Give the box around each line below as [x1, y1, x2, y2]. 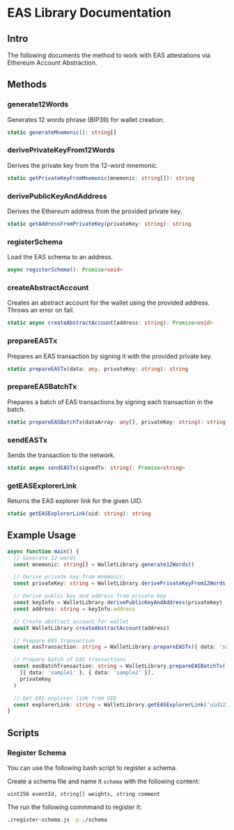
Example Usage [7, 530, 77, 541]
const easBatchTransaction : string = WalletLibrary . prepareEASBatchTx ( [13, 663, 226, 670]
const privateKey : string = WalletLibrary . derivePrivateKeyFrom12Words [13, 580, 226, 587]
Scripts [7, 727, 40, 739]
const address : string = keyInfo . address [13, 605, 136, 613]
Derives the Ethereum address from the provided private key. [7, 207, 182, 215]
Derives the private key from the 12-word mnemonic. [7, 161, 159, 169]
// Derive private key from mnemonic [13, 574, 123, 581]
